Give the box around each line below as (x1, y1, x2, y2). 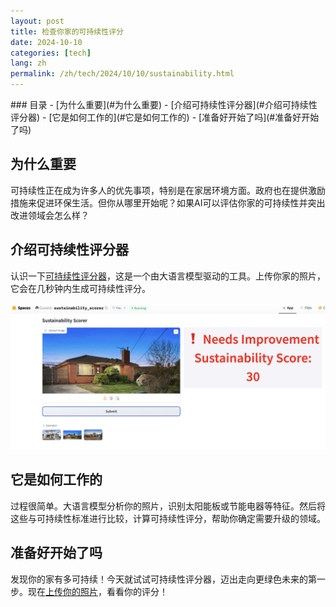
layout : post (10, 16, 65, 26)
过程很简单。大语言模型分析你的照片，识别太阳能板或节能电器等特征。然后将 (10, 500, 326, 512)
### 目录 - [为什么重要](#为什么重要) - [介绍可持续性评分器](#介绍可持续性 (10, 99, 318, 110)
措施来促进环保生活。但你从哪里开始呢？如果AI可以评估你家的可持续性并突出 (10, 196, 326, 209)
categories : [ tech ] (10, 48, 92, 58)
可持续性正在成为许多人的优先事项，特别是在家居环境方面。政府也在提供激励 (10, 184, 326, 196)
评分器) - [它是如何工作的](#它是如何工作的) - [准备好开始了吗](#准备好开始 (10, 111, 320, 123)
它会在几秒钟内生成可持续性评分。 (10, 282, 151, 294)
